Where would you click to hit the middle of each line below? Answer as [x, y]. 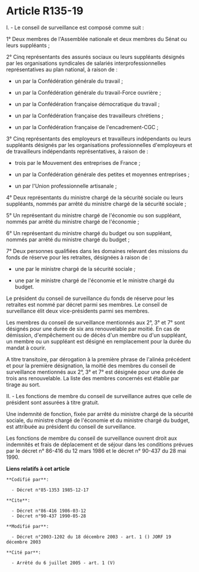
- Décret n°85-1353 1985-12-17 [50, 490]
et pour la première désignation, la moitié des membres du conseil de [91, 365]
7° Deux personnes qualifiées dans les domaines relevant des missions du [97, 251]
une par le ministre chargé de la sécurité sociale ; [75, 268]
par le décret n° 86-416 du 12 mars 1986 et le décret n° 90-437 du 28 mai [96, 451]
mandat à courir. [26, 348]
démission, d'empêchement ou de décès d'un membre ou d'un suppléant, [97, 335]
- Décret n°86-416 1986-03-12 [49, 511]
